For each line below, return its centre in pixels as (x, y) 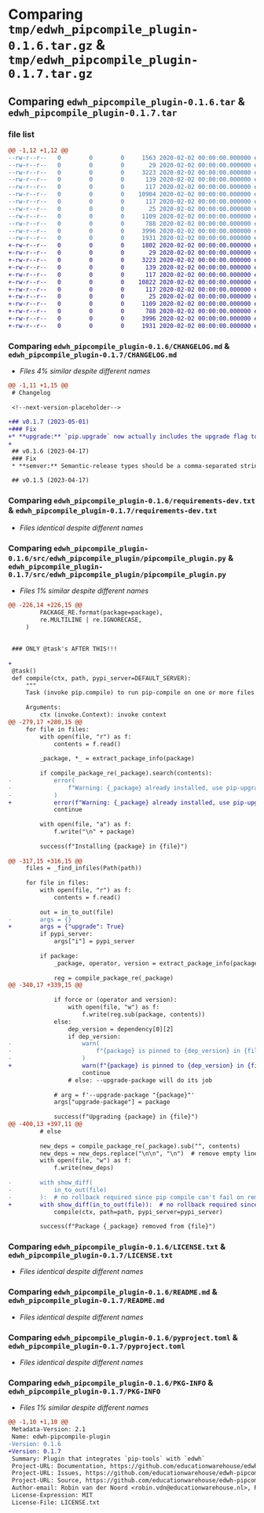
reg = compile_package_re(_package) (114, 978)
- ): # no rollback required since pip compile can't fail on (126, 1197)
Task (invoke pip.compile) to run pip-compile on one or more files (140, 693)
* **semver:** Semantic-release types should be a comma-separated (124, 466)
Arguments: (43, 708)
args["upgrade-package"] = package (112, 1103)
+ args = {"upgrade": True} (66, 927)
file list (22, 134)
